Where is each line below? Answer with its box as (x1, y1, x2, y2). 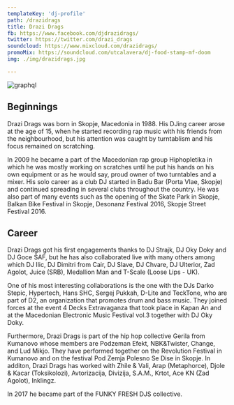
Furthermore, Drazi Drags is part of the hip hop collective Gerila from (7, 332, 205, 340)
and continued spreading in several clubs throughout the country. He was (7, 185, 219, 193)
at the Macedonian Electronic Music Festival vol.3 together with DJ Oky (7, 311, 213, 319)
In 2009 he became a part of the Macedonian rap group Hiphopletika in (7, 155, 213, 164)
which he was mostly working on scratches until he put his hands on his (7, 162, 214, 171)
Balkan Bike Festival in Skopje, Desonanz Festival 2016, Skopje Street (7, 199, 206, 208)
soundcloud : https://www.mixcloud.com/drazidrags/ (7, 43, 158, 49)
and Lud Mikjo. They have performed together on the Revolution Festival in (7, 346, 222, 356)
